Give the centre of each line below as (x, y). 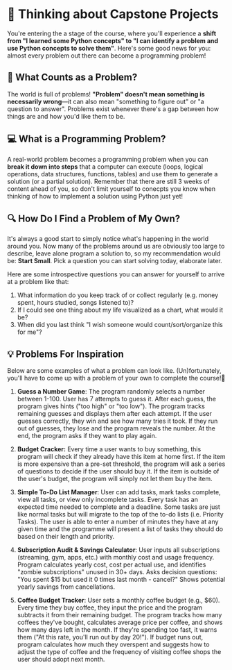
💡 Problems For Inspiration (66, 354)
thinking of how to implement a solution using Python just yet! (95, 196)
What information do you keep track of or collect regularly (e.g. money (118, 295)
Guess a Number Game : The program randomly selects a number (111, 392)
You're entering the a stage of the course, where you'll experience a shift (112, 33)
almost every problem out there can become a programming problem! (107, 56)
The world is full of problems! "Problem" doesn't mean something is (106, 94)
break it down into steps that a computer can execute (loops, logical (105, 167)
